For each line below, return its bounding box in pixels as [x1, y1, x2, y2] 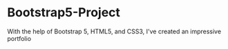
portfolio [7, 34, 32, 42]
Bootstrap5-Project [7, 5, 121, 20]
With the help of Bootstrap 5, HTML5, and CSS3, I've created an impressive [7, 27, 222, 35]
